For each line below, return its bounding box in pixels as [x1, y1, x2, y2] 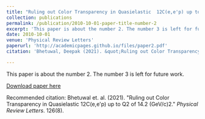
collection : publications [6, 15, 72, 21]
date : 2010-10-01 [6, 32, 51, 38]
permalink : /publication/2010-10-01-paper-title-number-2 [6, 20, 157, 26]
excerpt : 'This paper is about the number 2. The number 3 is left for [6, 25, 192, 32]
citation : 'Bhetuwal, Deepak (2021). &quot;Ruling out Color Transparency [6, 49, 201, 55]
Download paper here [6, 82, 61, 89]
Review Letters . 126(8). [6, 107, 64, 114]
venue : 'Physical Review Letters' [6, 37, 95, 43]
